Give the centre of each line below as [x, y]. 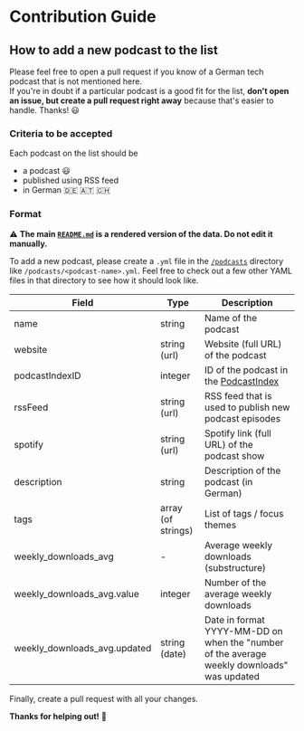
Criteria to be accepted [61, 133]
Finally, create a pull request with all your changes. [104, 698]
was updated [233, 676]
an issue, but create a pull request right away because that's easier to [142, 100]
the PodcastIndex [242, 381]
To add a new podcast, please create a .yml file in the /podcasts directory [147, 261]
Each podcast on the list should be [74, 153]
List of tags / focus [244, 513]
